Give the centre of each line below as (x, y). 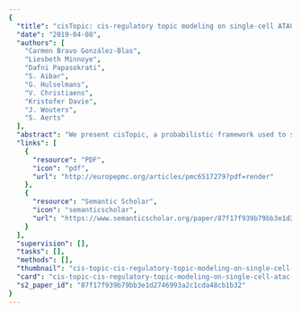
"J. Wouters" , (51, 110)
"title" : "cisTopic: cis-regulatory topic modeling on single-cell (146, 26)
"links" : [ (37, 143)
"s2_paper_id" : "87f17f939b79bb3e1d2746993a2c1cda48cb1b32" (131, 285)
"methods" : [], (45, 260)
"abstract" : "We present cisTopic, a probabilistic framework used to (151, 135)
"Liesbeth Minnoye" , (63, 59)
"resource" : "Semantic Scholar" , (95, 202)
